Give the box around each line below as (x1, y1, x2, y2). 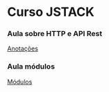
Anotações (7, 44, 38, 53)
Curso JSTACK (7, 4, 95, 20)
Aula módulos (7, 62, 56, 71)
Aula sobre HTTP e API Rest (7, 29, 103, 39)
